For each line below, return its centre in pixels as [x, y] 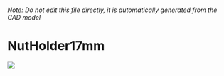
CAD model [24, 17]
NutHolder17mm [56, 45]
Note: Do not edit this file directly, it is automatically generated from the [112, 10]
